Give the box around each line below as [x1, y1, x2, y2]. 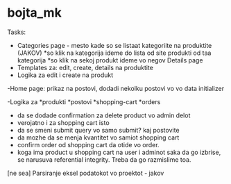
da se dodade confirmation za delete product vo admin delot [17, 111, 191, 119]
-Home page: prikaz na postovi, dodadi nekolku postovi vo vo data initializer [7, 84, 224, 92]
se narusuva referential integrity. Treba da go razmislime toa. [17, 155, 191, 164]
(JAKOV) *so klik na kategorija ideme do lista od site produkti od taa [17, 49, 212, 57]
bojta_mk [7, 5, 62, 21]
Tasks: [7, 28, 26, 36]
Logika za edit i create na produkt [17, 71, 113, 79]
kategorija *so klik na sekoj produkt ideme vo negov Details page [17, 56, 203, 64]
